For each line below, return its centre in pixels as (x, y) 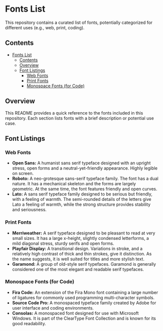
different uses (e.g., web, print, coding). (45, 27)
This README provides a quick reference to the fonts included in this (74, 113)
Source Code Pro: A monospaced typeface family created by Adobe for (84, 303)
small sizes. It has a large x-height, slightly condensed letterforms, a (81, 238)
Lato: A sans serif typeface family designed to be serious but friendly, (82, 194)
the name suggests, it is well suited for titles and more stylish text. (78, 259)
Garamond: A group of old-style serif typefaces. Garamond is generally (84, 264)
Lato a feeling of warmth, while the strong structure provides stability (81, 204)
